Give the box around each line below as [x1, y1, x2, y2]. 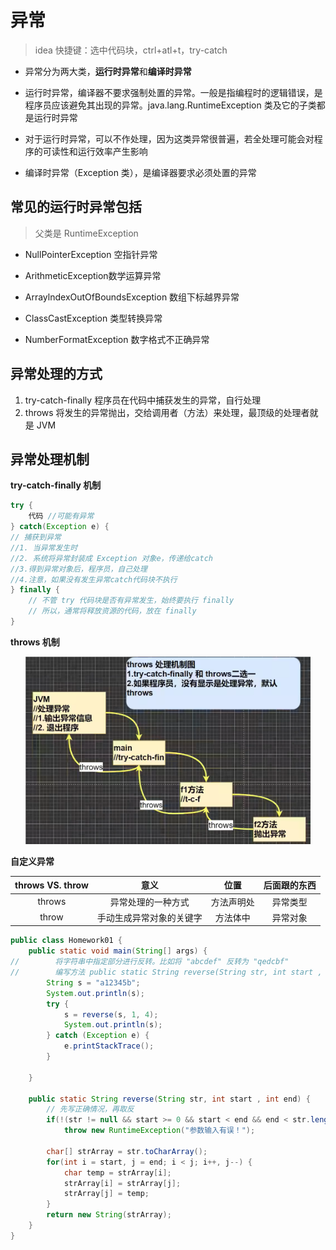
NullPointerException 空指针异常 [24, 248, 158, 260]
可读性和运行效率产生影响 [42, 145, 148, 157]
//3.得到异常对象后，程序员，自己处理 [10, 564, 148, 574]
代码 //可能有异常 [28, 511, 95, 521]
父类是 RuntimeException [34, 227, 139, 239]
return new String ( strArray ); [46, 1210, 172, 1220]
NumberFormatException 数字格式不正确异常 [24, 333, 210, 345]
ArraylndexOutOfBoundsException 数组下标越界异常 [24, 291, 240, 303]
